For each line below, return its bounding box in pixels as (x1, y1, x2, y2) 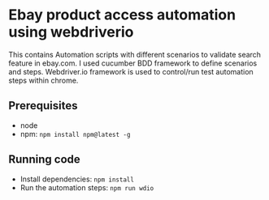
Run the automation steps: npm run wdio (20, 182, 154, 192)
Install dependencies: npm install (20, 174, 134, 184)
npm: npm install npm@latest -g (20, 129, 131, 138)
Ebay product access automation (8, 6, 236, 24)
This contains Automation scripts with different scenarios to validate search (8, 49, 262, 59)
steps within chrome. (8, 75, 79, 85)
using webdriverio (8, 23, 134, 41)
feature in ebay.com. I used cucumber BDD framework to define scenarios (8, 58, 258, 68)
